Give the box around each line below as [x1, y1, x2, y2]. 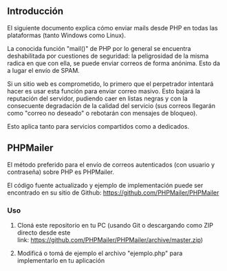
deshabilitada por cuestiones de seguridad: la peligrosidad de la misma [7, 52, 209, 60]
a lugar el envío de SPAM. [7, 66, 80, 74]
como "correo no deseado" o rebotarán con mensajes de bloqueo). [7, 109, 198, 117]
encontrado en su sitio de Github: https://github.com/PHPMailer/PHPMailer [7, 188, 219, 197]
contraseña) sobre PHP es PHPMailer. [7, 168, 115, 176]
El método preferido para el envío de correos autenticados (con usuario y [7, 160, 215, 169]
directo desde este [17, 228, 71, 237]
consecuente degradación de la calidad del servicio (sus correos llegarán [7, 101, 215, 109]
